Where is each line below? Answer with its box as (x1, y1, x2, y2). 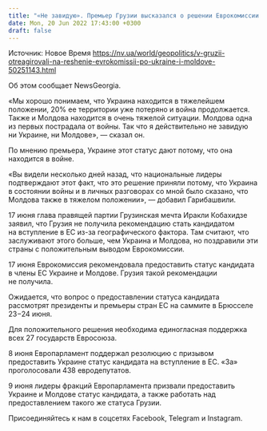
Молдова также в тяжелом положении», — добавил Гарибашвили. (8, 195, 237, 204)
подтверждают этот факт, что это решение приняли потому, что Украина (8, 178, 258, 188)
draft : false (8, 26, 52, 34)
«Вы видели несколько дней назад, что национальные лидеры (8, 169, 222, 180)
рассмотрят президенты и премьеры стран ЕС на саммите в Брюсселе (8, 301, 253, 310)
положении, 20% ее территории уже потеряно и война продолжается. (8, 105, 250, 114)
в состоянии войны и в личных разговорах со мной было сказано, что (8, 187, 249, 196)
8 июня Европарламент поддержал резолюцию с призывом (8, 349, 214, 358)
